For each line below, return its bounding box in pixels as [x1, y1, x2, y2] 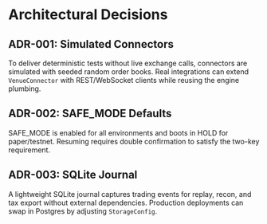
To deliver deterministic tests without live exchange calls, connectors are [8, 58, 248, 68]
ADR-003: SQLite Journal [8, 168, 138, 182]
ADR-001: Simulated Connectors [8, 37, 174, 51]
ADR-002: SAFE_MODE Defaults [8, 107, 172, 120]
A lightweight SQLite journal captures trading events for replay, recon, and [8, 189, 252, 198]
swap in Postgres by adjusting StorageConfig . [8, 206, 158, 216]
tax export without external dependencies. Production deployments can [8, 198, 244, 207]
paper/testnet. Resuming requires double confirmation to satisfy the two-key [8, 136, 260, 146]
